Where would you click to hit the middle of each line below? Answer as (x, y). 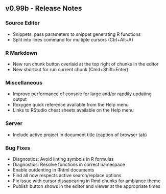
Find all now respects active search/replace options (67, 175)
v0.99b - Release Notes (44, 8)
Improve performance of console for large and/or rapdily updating (82, 94)
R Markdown (21, 53)
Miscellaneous (24, 82)
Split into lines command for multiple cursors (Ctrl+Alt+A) (73, 39)
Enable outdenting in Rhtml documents (53, 170)
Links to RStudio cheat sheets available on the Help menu (73, 110)
